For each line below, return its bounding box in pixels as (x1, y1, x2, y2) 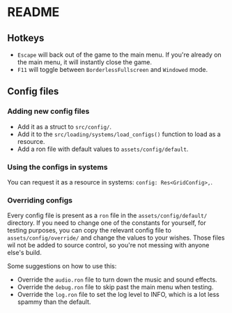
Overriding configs (7, 195, 73, 205)
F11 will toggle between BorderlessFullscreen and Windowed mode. (17, 66, 208, 73)
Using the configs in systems (7, 162, 108, 172)
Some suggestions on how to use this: (7, 262, 117, 270)
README (7, 4, 60, 20)
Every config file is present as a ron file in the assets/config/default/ (7, 211, 208, 220)
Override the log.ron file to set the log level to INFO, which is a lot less (17, 291, 219, 299)
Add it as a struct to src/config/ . (17, 122, 112, 131)
